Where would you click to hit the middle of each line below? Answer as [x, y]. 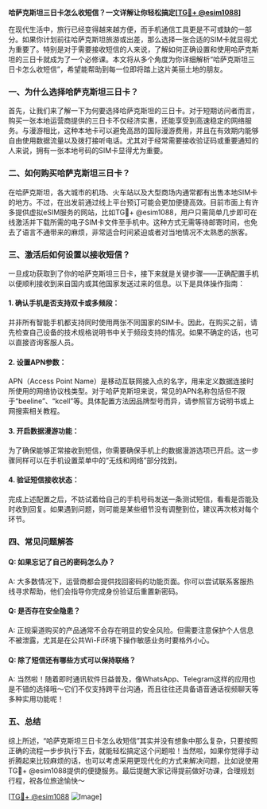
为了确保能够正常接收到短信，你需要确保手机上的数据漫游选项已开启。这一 [130, 450]
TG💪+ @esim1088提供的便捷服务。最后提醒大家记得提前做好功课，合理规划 [132, 770]
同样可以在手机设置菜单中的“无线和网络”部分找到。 [98, 460]
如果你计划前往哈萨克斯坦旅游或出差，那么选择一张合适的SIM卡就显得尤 [140, 39]
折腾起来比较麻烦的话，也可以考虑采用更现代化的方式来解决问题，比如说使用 [133, 760]
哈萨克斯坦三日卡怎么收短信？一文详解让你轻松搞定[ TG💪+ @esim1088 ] [125, 12]
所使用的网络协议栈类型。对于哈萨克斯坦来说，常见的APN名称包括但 [120, 391]
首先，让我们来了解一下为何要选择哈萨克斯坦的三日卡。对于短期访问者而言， [133, 111]
